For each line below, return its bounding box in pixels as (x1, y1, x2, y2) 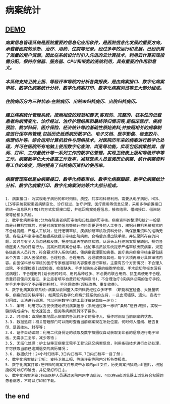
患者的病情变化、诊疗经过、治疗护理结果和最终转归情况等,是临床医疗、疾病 (5, 118, 161, 124)
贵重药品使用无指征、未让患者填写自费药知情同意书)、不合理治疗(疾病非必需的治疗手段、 (5, 277, 164, 282)
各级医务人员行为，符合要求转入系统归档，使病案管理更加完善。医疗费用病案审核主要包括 (5, 250, 163, 255)
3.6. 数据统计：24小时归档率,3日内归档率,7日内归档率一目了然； (5, 352, 125, 357)
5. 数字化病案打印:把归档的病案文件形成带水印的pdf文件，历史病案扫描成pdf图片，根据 (5, 362, 163, 368)
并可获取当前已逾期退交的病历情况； (5, 346, 70, 352)
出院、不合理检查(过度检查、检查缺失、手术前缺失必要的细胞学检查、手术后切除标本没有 (5, 266, 161, 271)
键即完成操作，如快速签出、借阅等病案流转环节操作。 (5, 309, 99, 314)
